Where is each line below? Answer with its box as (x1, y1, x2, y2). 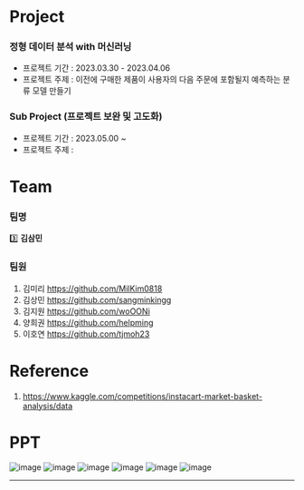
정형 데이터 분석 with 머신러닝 (9, 41, 132, 54)
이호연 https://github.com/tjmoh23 (22, 328, 150, 339)
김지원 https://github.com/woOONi (22, 306, 151, 317)
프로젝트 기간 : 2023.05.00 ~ (22, 132, 127, 143)
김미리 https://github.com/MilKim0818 (22, 283, 163, 294)
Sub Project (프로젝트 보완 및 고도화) (9, 111, 163, 123)
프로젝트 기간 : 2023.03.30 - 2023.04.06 (22, 63, 170, 73)
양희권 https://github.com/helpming (22, 317, 154, 328)
